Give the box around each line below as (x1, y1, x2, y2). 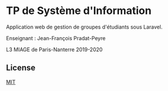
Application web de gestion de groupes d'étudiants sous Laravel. (6, 23, 163, 30)
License (6, 63, 36, 73)
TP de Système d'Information (6, 4, 152, 17)
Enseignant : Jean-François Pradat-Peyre (6, 34, 106, 41)
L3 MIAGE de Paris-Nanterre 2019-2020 (6, 45, 103, 53)
